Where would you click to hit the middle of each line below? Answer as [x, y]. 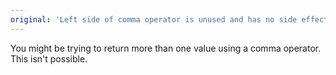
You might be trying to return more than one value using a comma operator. [166, 48]
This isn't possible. [49, 58]
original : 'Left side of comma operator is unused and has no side [154, 19]
